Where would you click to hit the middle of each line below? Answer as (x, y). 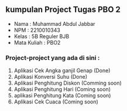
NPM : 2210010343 (37, 30)
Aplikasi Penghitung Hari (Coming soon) (62, 89)
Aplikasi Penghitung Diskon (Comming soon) (68, 83)
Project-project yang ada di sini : (53, 58)
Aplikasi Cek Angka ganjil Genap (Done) (62, 70)
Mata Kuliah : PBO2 (37, 42)
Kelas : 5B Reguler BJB (42, 36)
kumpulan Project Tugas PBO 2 (63, 10)
